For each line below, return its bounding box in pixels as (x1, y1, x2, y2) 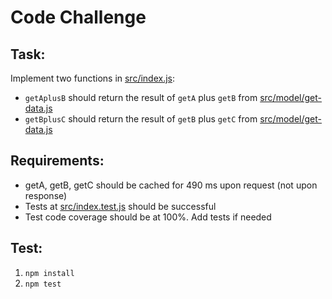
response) (24, 189, 68, 201)
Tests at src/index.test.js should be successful (24, 200, 217, 212)
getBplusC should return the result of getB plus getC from (24, 113, 258, 125)
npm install (24, 268, 75, 278)
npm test (24, 279, 62, 289)
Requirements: (10, 152, 105, 170)
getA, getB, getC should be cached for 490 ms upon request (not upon (24, 179, 318, 191)
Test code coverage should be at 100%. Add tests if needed (24, 211, 272, 223)
